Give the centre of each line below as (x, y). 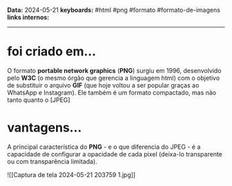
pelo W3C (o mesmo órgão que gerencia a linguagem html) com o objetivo (114, 78)
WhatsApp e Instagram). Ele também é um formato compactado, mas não (112, 92)
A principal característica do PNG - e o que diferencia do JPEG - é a (104, 147)
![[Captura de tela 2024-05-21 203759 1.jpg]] (71, 174)
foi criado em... (52, 52)
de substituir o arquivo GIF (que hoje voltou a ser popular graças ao (103, 85)
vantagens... (45, 128)
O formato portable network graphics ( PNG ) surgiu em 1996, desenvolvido (115, 70)
